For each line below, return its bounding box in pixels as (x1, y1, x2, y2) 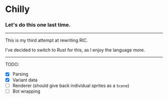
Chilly (5, 3, 30, 15)
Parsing (12, 71, 28, 77)
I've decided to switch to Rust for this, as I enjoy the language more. (5, 47, 145, 53)
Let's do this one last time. (5, 21, 71, 28)
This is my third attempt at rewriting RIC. (5, 37, 88, 43)
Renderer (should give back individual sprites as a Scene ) (12, 82, 129, 88)
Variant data (12, 76, 37, 83)
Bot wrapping (12, 88, 40, 94)
